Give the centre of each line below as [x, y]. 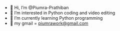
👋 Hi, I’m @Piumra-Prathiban [39, 8]
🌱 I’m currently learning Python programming [56, 18]
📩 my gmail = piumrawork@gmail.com [49, 23]
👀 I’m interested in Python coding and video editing [62, 13]
